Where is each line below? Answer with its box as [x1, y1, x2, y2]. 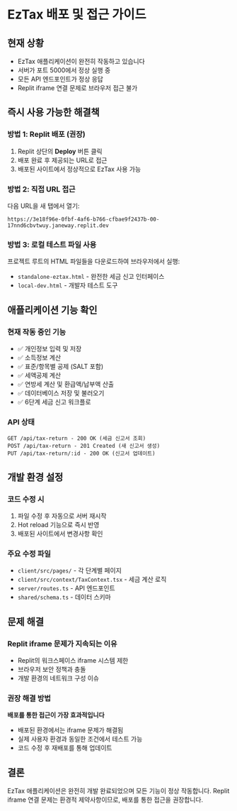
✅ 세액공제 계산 [17, 370, 62, 380]
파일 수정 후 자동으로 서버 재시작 [17, 512, 107, 520]
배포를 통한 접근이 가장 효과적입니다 [7, 711, 105, 719]
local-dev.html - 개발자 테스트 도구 [17, 281, 118, 289]
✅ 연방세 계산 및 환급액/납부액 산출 [17, 380, 115, 388]
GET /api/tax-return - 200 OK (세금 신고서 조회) [7, 435, 146, 442]
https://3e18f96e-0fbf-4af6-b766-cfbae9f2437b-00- [7, 216, 160, 223]
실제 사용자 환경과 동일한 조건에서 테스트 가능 [17, 735, 143, 744]
